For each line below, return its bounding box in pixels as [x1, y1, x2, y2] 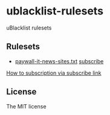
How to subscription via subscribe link [6, 69, 102, 76]
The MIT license [6, 102, 47, 110]
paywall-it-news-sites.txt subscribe [15, 57, 104, 64]
